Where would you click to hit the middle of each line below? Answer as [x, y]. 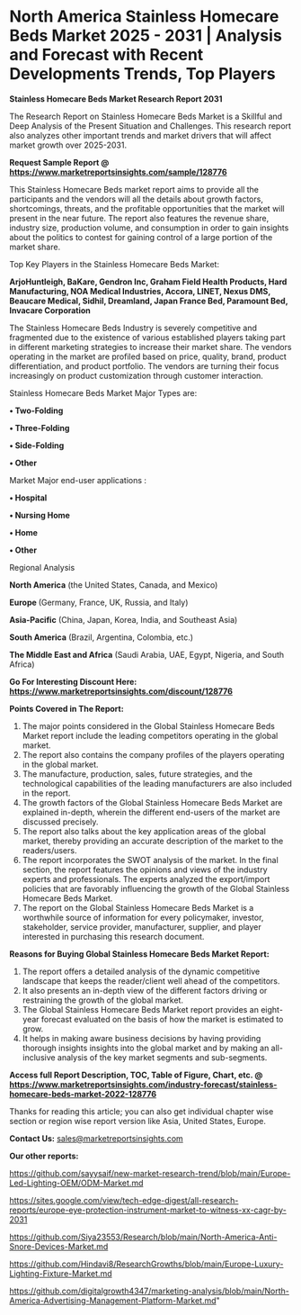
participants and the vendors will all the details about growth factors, [136, 199]
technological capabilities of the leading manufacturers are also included [157, 783]
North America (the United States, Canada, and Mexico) [114, 585]
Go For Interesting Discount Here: [73, 681]
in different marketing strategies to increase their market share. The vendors [150, 347]
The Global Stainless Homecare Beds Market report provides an [140, 1009]
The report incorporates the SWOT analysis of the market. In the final [150, 860]
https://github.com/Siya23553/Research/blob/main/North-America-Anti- [143, 1237]
